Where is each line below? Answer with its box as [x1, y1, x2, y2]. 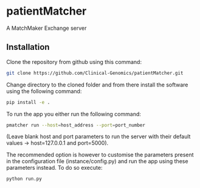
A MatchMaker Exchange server [6, 24, 87, 32]
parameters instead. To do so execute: [6, 164, 103, 172]
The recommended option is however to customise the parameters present [6, 151, 194, 159]
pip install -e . [6, 99, 50, 105]
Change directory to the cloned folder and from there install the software [6, 81, 188, 88]
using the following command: [6, 87, 82, 95]
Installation [6, 42, 50, 52]
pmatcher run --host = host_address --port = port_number [6, 122, 146, 128]
